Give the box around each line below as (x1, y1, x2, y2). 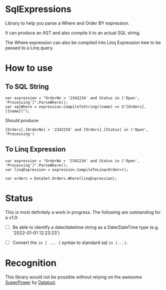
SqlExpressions (5, 4, 71, 15)
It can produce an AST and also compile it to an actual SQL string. (5, 30, 141, 36)
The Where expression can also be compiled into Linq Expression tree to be (5, 39, 161, 46)
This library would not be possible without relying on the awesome (5, 274, 142, 280)
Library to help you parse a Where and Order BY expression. (5, 20, 130, 26)
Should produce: (5, 117, 39, 123)
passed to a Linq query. (5, 45, 54, 51)
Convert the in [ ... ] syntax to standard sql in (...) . (12, 239, 128, 245)
